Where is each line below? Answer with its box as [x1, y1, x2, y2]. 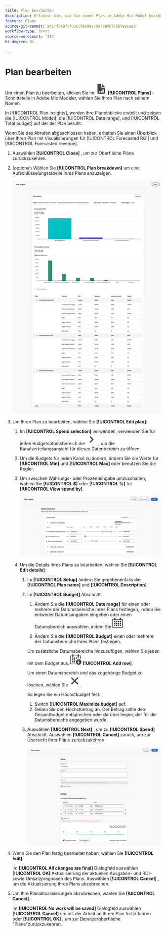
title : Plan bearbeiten [5, 8, 54, 13]
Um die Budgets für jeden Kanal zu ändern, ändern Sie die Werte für [19, 456, 159, 462]
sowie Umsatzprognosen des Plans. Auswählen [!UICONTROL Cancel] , [12, 876, 159, 881]
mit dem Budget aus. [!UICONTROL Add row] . [27, 660, 133, 666]
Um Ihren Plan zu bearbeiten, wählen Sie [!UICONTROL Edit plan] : [12, 419, 148, 425]
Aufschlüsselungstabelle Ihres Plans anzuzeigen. [12, 170, 112, 176]
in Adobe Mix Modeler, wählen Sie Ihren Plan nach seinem [31, 95, 150, 101]
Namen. [5, 100, 21, 106]
